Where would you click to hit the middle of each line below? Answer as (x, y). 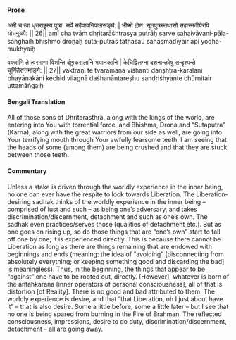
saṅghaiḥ (20, 42)
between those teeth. (38, 155)
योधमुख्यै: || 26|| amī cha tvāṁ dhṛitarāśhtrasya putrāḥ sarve (91, 33)
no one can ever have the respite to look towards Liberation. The (101, 194)
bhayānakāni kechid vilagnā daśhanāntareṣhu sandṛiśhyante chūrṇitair (110, 78)
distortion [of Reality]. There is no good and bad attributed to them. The (111, 291)
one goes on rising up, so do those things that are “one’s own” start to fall (114, 232)
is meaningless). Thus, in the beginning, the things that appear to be (106, 269)
